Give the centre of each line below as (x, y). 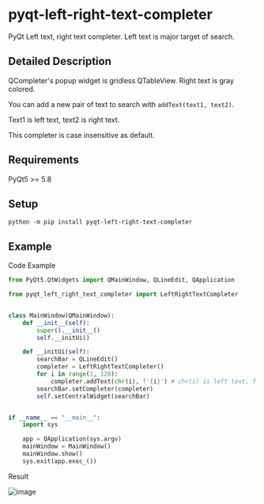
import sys (40, 425)
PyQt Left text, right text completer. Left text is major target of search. (121, 36)
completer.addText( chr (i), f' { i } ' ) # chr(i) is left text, (149, 381)
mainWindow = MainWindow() (67, 447)
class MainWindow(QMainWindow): (61, 315)
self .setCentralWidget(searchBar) (93, 396)
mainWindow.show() (53, 454)
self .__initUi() (63, 338)
